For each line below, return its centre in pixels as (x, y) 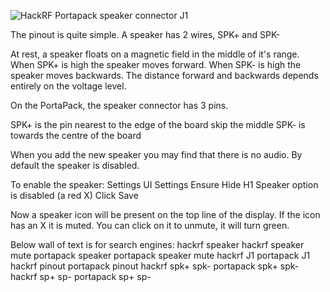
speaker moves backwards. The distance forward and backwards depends (164, 75)
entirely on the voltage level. (68, 86)
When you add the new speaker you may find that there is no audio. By (156, 154)
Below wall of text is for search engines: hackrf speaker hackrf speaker (157, 244)
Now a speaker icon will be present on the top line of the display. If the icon (165, 214)
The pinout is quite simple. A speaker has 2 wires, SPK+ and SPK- (145, 34)
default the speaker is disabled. (75, 165)
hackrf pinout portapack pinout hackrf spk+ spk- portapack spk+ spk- (155, 266)
